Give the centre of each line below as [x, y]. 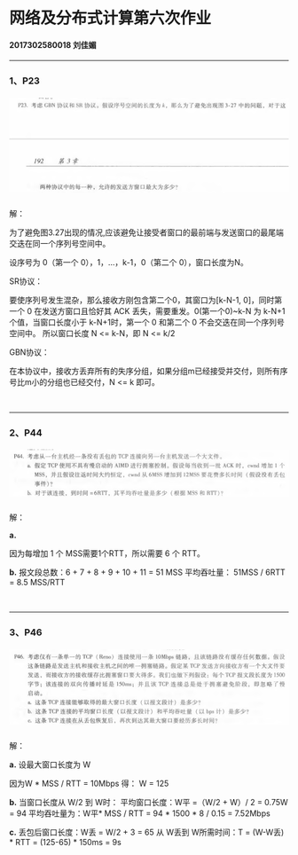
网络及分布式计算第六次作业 [110, 18]
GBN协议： [30, 352]
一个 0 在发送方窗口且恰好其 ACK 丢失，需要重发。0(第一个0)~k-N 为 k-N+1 [147, 310]
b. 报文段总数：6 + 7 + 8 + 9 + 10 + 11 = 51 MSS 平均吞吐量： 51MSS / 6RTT [147, 572]
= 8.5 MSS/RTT [37, 583]
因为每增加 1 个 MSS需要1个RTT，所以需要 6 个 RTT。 [107, 553]
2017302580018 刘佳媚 [53, 44]
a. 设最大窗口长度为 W [50, 765]
